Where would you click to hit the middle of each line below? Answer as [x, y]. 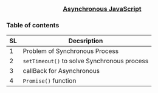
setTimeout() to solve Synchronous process [86, 61]
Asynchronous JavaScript [102, 9]
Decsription [86, 41]
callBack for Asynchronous [61, 71]
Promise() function [50, 81]
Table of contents [33, 25]
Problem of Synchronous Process [71, 51]
